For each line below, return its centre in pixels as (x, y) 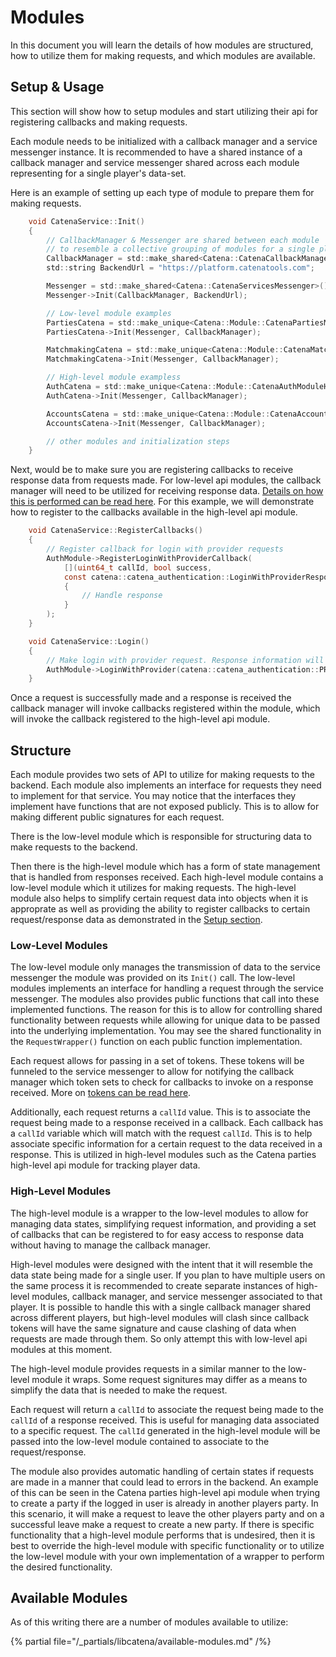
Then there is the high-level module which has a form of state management (165, 867)
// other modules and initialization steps (138, 441)
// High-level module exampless (114, 377)
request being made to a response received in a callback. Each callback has (167, 1123)
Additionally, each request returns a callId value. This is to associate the (160, 1112)
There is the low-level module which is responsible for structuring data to (161, 837)
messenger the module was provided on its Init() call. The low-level (153, 978)
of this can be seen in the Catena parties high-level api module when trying (165, 1492)
